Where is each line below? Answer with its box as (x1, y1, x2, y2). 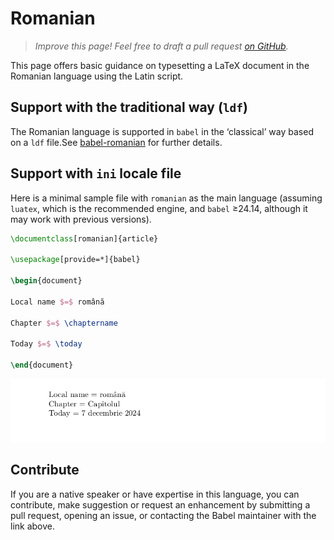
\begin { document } (10, 276, 83, 286)
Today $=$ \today (10, 339, 83, 349)
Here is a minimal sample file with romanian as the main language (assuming (10, 192, 323, 204)
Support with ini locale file (10, 165, 182, 182)
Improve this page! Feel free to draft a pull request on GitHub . (34, 40, 289, 52)
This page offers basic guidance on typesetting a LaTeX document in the (10, 59, 310, 71)
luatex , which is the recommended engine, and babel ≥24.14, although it (10, 202, 308, 214)
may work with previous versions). (10, 213, 152, 225)
